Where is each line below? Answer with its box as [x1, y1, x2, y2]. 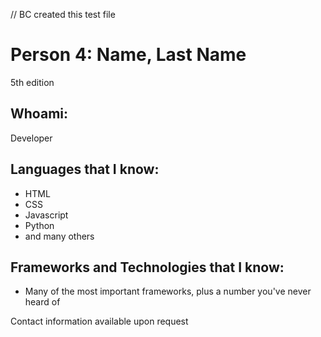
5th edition [10, 76, 55, 88]
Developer [10, 132, 53, 144]
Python [24, 219, 55, 231]
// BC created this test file [10, 9, 116, 20]
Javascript [24, 209, 69, 221]
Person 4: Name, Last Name [10, 44, 247, 66]
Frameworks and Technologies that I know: [10, 259, 285, 276]
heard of [24, 296, 61, 308]
